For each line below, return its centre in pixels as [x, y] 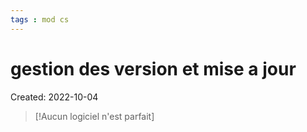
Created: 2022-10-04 [54, 97]
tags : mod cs [40, 19]
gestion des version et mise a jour [153, 68]
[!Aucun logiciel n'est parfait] [94, 116]
